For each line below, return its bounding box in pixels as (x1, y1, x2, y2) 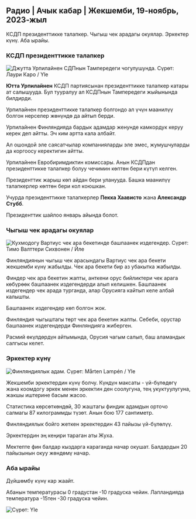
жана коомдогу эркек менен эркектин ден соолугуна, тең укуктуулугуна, (6, 385, 191, 392)
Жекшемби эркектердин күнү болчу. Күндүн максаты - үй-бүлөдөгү (6, 379, 177, 386)
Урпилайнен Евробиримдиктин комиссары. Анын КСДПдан (6, 159, 155, 166)
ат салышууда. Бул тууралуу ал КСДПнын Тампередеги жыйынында (6, 88, 178, 95)
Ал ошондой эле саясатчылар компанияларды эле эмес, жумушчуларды (6, 141, 190, 148)
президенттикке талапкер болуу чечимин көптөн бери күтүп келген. (6, 165, 178, 172)
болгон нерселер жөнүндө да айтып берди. (6, 112, 115, 119)
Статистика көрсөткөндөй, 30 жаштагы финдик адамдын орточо (6, 402, 169, 410)
